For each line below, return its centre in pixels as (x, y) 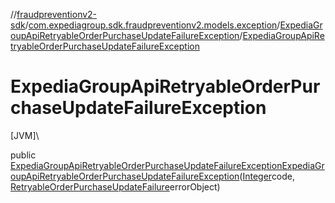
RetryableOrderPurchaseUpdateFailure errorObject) (115, 186)
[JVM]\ (25, 135)
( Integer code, (267, 176)
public (23, 155)
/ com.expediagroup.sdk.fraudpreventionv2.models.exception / (152, 25)
